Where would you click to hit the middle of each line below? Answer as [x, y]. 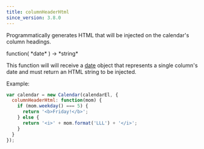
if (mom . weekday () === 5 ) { [53, 106]
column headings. [29, 42]
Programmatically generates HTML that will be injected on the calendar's [98, 35]
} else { [28, 117]
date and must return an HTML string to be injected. [72, 71]
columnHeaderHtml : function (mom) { [57, 100]
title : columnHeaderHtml [38, 12]
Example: [18, 84]
